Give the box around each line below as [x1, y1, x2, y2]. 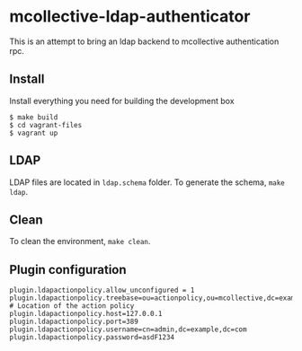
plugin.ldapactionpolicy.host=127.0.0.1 [9, 310, 164, 319]
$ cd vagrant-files [9, 120, 83, 129]
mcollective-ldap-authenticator [9, 6, 251, 27]
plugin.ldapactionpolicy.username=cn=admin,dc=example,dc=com [9, 325, 247, 334]
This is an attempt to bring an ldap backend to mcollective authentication [9, 36, 280, 47]
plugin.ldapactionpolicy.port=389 [9, 317, 139, 327]
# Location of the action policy [9, 302, 135, 311]
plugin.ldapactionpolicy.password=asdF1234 [9, 333, 175, 342]
